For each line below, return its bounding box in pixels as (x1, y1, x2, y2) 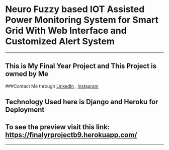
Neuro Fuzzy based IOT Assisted (5, 4, 145, 15)
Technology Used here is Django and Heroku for (5, 98, 158, 106)
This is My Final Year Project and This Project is (5, 62, 157, 70)
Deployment (5, 106, 45, 114)
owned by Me (5, 69, 49, 79)
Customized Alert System (5, 36, 115, 47)
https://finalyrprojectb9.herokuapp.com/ (5, 130, 137, 139)
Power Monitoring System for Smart (5, 14, 158, 26)
